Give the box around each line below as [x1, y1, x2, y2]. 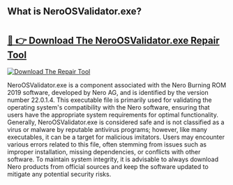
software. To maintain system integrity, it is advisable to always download [7, 155, 218, 163]
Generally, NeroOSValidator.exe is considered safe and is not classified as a [7, 118, 225, 126]
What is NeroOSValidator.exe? [7, 6, 142, 17]
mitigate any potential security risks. [7, 170, 112, 178]
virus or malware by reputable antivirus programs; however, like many [7, 126, 208, 133]
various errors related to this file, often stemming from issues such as [7, 140, 207, 149]
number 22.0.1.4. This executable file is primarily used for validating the [7, 96, 213, 104]
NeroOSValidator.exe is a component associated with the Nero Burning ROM [7, 81, 227, 89]
